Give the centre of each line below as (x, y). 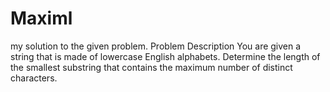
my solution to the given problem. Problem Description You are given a (156, 46)
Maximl (41, 18)
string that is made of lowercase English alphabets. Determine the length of (165, 56)
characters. (34, 78)
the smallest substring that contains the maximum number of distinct (151, 67)
